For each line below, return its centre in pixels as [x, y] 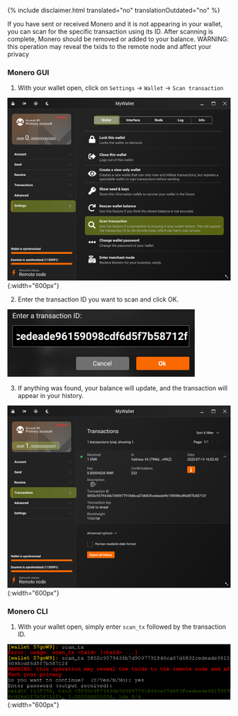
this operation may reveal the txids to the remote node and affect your [109, 46]
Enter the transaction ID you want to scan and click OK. [98, 299]
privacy [18, 54]
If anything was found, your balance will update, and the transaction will [123, 388]
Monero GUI [28, 72]
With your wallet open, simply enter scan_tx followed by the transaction [122, 627]
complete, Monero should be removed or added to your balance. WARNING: [118, 39]
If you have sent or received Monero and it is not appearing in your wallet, [115, 24]
